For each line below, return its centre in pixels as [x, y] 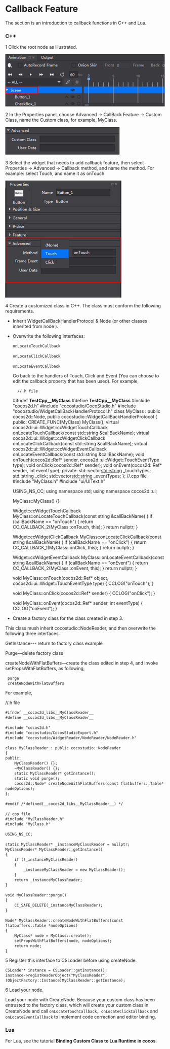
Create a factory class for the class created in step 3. [68, 618]
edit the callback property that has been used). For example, [76, 381]
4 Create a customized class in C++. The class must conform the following [83, 305]
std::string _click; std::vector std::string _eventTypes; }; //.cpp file [79, 476]
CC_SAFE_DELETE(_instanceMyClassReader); [58, 905]
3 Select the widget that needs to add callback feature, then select [75, 162]
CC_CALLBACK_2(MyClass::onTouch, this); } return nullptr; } [75, 527]
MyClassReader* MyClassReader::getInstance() [54, 849]
